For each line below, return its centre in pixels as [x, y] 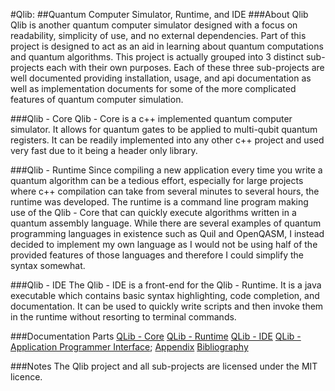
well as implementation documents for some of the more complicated [153, 88]
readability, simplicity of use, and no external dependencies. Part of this [158, 35]
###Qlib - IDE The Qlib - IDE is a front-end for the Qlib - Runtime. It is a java [166, 285]
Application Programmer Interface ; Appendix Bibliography [129, 347]
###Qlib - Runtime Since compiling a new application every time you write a [166, 170]
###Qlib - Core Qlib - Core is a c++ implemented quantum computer [151, 118]
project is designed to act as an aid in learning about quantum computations [167, 46]
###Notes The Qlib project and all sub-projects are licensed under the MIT [164, 366]
